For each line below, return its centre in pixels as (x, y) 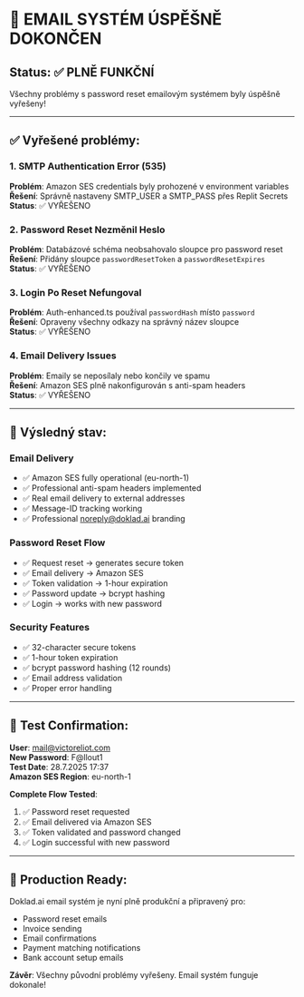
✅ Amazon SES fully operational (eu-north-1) (106, 478)
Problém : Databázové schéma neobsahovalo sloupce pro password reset (146, 249)
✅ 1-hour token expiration (70, 657)
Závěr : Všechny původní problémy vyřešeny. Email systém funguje (134, 975)
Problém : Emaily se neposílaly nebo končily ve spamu (110, 376)
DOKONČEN (56, 39)
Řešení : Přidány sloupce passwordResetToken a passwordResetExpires (137, 259)
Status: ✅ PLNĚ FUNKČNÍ (82, 72)
